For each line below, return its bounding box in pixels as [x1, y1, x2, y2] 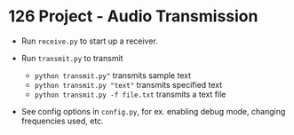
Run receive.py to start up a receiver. [20, 36, 159, 46]
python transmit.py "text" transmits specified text [34, 79, 223, 90]
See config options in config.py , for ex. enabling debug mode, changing [20, 106, 286, 116]
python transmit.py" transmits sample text [34, 69, 192, 81]
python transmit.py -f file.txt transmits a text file [34, 89, 226, 99]
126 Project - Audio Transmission [8, 6, 258, 27]
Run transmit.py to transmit [20, 52, 123, 63]
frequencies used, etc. [20, 115, 104, 126]
